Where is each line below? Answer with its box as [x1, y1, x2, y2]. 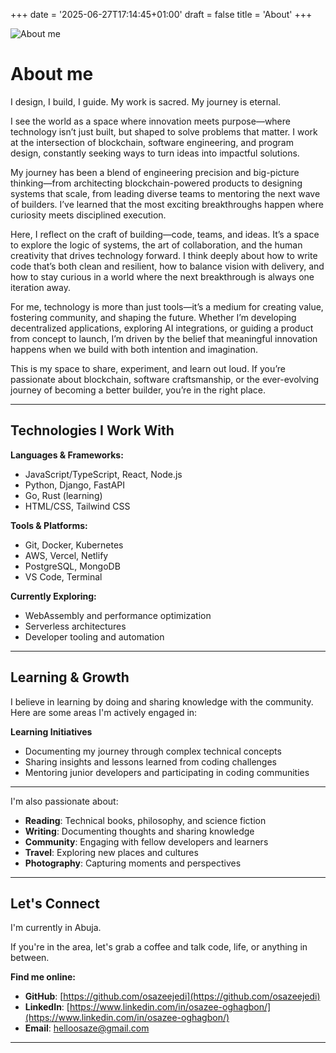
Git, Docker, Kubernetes [24, 539, 124, 551]
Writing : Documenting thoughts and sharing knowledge [24, 825, 255, 837]
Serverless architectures [24, 620, 127, 632]
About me [10, 63, 94, 86]
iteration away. [10, 281, 71, 293]
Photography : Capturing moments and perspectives [24, 857, 242, 869]
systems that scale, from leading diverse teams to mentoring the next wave [10, 187, 321, 199]
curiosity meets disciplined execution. [10, 209, 167, 221]
